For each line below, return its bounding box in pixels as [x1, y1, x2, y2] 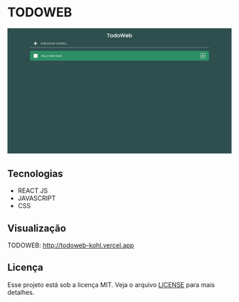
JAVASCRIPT [17, 194, 56, 203]
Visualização [7, 222, 66, 234]
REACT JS [17, 186, 48, 195]
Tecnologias [7, 168, 63, 180]
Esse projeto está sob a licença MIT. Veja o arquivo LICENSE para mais [7, 280, 216, 288]
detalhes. [7, 288, 35, 296]
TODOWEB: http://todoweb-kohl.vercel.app [7, 241, 134, 249]
